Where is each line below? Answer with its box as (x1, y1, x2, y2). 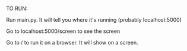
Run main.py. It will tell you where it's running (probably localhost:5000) (6, 16, 182, 23)
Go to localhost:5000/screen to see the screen (6, 28, 121, 35)
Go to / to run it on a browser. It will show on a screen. (6, 39, 138, 46)
